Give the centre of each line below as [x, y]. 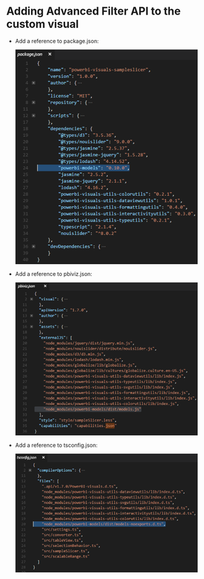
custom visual [42, 24]
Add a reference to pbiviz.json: [53, 274]
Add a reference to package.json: [57, 41]
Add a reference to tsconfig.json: [56, 445]
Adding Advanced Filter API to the [93, 11]
